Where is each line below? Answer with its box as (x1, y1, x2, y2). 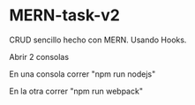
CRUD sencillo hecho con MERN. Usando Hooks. (9, 34, 187, 45)
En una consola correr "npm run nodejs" (9, 68, 156, 79)
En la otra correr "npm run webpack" (9, 86, 144, 96)
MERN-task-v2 (9, 5, 121, 26)
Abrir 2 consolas (9, 51, 69, 62)
